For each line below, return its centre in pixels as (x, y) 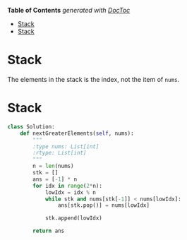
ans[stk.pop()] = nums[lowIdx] (104, 205)
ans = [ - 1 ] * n (55, 179)
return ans (49, 231)
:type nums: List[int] (66, 146)
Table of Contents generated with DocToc (69, 10)
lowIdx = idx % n (71, 192)
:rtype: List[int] (60, 153)
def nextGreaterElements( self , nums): (77, 133)
